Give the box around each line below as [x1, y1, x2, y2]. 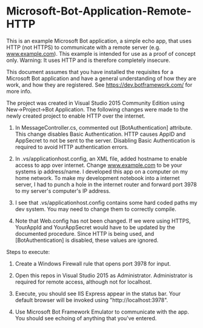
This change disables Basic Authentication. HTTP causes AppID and [15, 130, 186, 138]
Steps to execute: [6, 248, 50, 255]
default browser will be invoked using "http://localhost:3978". [15, 296, 168, 304]
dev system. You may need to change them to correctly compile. [15, 205, 177, 213]
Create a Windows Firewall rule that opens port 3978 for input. [15, 259, 171, 267]
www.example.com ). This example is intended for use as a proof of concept [6, 50, 196, 57]
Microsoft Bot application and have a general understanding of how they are [6, 75, 197, 82]
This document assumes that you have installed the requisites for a [6, 68, 174, 75]
